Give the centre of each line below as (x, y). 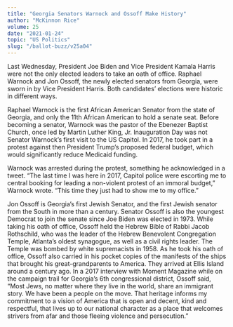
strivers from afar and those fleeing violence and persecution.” (98, 316)
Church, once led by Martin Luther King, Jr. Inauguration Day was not (107, 132)
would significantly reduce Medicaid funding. (73, 154)
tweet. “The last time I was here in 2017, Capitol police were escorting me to (117, 175)
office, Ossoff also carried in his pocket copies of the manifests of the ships (117, 256)
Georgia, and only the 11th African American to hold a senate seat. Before (113, 117)
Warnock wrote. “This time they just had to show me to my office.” (103, 191)
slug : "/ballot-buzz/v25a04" (50, 46)
